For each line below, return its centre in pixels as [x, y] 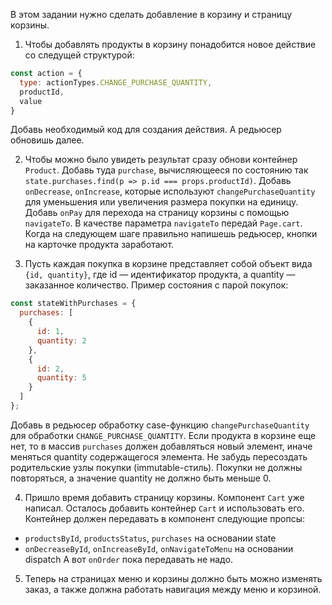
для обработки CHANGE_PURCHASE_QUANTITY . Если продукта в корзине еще [163, 435]
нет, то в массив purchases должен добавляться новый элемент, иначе [161, 446]
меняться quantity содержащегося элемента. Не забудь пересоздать [159, 456]
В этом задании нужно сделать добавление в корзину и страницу [151, 14]
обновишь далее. [47, 140]
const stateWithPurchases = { [73, 304]
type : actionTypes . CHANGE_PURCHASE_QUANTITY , [116, 82]
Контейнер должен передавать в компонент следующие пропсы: [165, 518]
